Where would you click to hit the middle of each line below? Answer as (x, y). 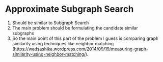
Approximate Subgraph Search (69, 9)
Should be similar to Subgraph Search (51, 23)
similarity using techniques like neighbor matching (63, 43)
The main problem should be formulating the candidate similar (75, 28)
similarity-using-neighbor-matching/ (49, 54)
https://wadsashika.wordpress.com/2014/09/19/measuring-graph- (81, 49)
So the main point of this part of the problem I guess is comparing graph (85, 38)
